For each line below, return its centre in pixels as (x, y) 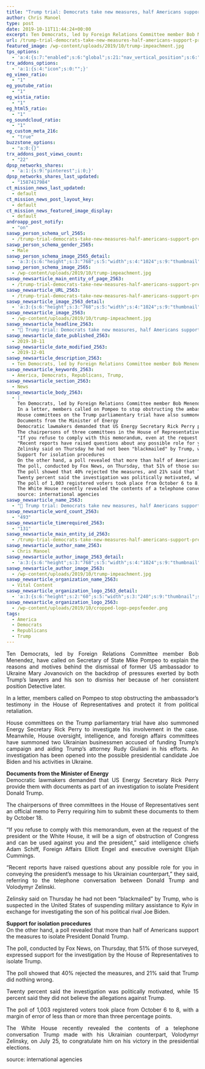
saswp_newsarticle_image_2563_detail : (56, 302)
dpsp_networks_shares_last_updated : (53, 177)
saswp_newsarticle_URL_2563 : (43, 290)
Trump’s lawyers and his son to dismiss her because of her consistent (103, 679)
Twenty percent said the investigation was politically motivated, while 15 (103, 991)
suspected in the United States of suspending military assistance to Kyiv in (103, 905)
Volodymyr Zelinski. (31, 886)
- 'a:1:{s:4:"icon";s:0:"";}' (50, 69)
